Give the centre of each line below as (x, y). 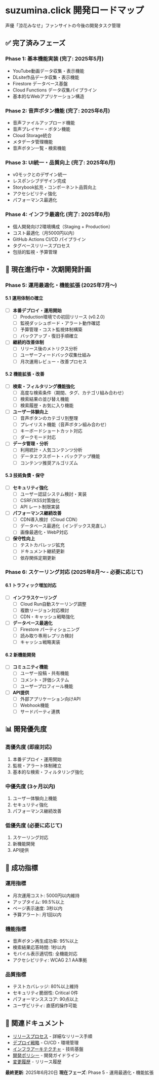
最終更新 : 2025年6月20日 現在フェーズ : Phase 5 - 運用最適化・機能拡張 (79, 1072)
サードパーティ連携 (40, 712)
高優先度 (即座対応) (29, 747)
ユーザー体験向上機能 (35, 798)
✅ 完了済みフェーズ (35, 43)
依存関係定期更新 (38, 558)
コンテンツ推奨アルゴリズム (49, 462)
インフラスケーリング (35, 597)
